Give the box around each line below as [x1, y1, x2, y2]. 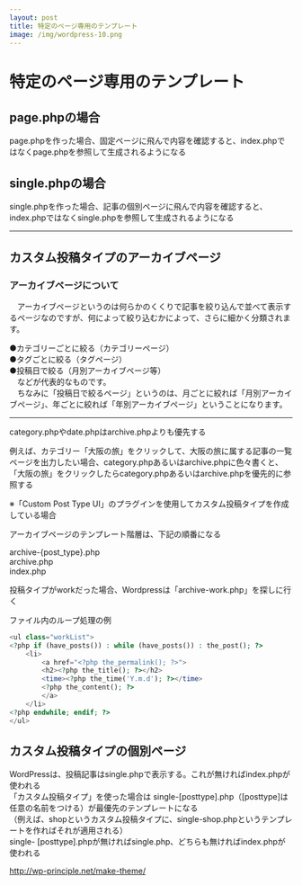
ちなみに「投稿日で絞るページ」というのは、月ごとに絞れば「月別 [16, 388, 262, 398]
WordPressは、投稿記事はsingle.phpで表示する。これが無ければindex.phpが [9, 769, 290, 780]
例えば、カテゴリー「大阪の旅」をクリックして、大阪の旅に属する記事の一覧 [9, 445, 292, 456]
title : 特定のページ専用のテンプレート [9, 22, 138, 31]
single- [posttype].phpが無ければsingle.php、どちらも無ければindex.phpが [9, 836, 286, 847]
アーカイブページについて [9, 279, 120, 291]
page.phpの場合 [9, 110, 101, 125]
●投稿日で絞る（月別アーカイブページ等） [9, 365, 166, 376]
